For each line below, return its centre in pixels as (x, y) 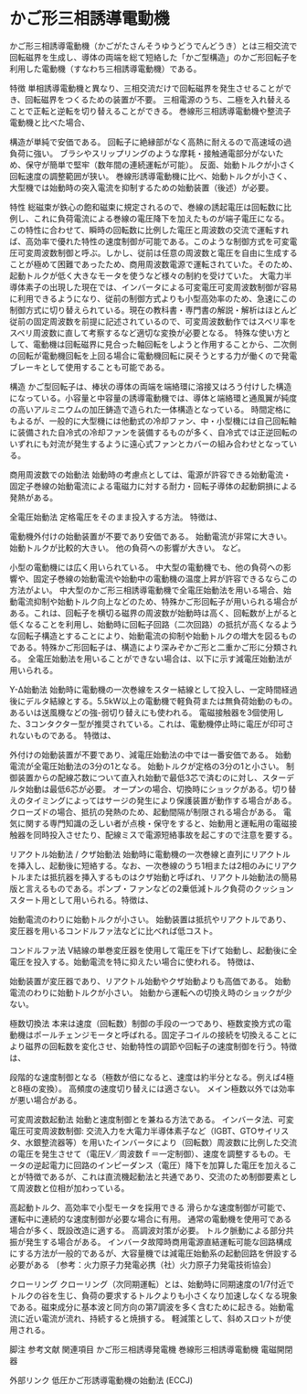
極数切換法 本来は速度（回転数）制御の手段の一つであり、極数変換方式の (147, 1023)
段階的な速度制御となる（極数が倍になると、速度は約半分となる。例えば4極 (152, 1077)
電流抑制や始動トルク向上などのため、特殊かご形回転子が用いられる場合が (157, 601)
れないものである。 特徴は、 (63, 735)
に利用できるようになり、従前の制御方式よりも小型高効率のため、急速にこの (153, 298)
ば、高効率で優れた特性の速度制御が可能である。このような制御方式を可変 (149, 241)
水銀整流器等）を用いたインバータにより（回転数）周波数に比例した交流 (161, 1142)
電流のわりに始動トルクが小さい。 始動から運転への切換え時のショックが (147, 992)
